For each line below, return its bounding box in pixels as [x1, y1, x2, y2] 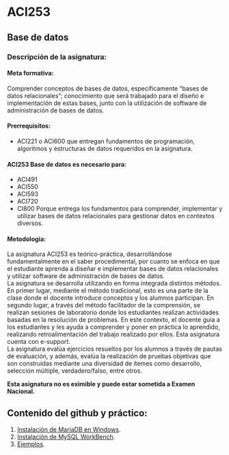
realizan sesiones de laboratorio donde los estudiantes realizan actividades [7, 308, 219, 316]
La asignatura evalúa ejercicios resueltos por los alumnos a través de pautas [7, 345, 222, 353]
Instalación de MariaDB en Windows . [16, 425, 121, 434]
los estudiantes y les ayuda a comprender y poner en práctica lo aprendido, [7, 323, 220, 331]
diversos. [16, 219, 43, 227]
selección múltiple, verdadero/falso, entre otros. [7, 366, 142, 375]
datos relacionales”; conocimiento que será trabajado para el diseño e [7, 91, 204, 100]
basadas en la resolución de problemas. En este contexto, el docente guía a [7, 316, 220, 324]
